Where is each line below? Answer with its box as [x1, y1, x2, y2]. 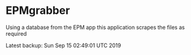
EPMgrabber [5, 4, 70, 18]
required [5, 30, 27, 37]
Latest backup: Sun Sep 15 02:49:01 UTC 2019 [5, 42, 121, 49]
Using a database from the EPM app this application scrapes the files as [5, 24, 185, 31]
